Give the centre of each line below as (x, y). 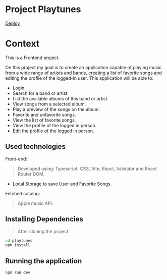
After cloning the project (43, 231)
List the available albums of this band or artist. (61, 98)
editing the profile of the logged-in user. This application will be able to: (79, 78)
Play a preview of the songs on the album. (56, 109)
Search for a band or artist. (41, 93)
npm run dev (18, 273)
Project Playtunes (43, 9)
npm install (18, 245)
